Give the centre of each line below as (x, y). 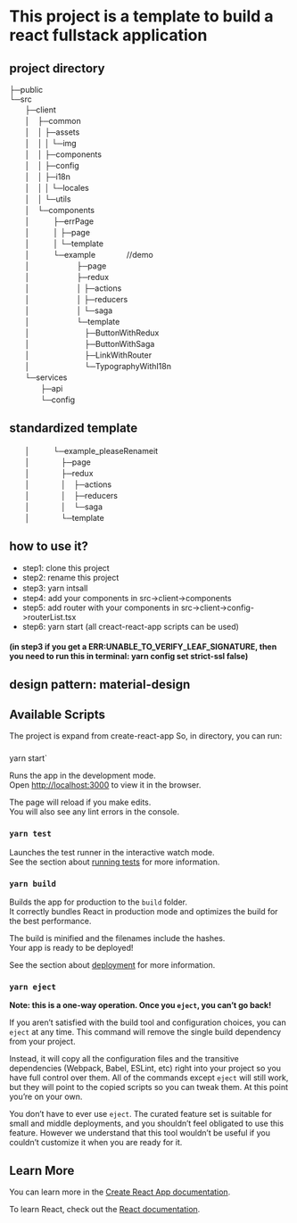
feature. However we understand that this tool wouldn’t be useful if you (140, 1133)
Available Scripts (57, 715)
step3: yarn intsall (55, 588)
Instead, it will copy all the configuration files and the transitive (124, 1059)
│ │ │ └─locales (57, 188)
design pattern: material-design (100, 684)
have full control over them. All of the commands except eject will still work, (149, 1078)
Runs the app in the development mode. (82, 776)
